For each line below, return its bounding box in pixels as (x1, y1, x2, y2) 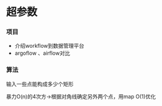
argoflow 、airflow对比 (14, 49, 70, 57)
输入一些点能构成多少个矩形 (6, 80, 74, 87)
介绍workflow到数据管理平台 (14, 42, 85, 49)
